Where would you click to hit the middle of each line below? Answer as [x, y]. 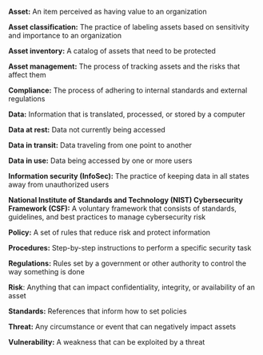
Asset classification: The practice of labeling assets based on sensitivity [129, 27]
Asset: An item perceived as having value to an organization [108, 12]
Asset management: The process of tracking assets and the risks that [124, 66]
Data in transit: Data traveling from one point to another [100, 145]
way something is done [47, 272]
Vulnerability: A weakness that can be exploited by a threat [107, 342]
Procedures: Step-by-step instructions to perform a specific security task [130, 248]
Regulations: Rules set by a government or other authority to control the [127, 263]
